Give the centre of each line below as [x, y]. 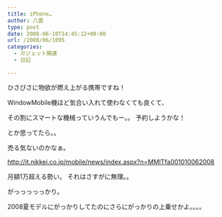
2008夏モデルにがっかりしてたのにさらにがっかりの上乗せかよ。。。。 [106, 206]
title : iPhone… [30, 14]
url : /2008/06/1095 [36, 40]
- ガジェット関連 [35, 54]
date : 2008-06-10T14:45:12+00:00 [57, 34]
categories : [25, 47]
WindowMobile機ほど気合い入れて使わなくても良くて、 [88, 102]
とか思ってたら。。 [34, 133]
